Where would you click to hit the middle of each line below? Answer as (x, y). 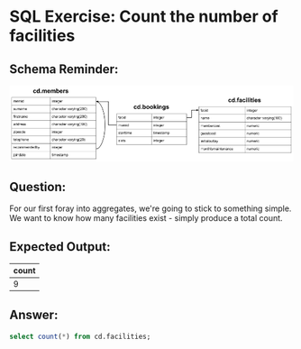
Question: (38, 187)
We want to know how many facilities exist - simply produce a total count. (146, 218)
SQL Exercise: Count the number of (144, 17)
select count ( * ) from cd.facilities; (80, 337)
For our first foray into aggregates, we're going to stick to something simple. (150, 208)
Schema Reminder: (64, 69)
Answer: (34, 314)
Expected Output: (60, 247)
